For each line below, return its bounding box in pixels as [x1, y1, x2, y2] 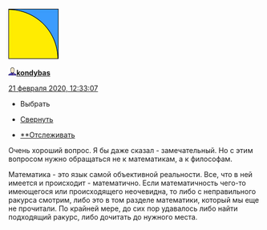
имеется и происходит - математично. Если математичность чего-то [8, 178, 246, 188]
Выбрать [19, 99, 51, 108]
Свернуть [19, 115, 54, 124]
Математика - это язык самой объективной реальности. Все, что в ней [8, 170, 253, 179]
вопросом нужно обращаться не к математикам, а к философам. [8, 154, 233, 163]
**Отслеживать [19, 130, 75, 139]
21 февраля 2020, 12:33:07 [8, 83, 99, 93]
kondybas [16, 68, 51, 77]
